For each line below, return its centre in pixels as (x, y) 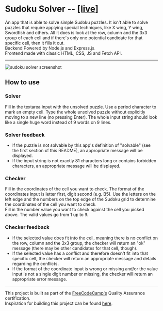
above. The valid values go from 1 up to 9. (47, 215)
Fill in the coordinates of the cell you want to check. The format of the (75, 189)
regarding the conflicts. (35, 264)
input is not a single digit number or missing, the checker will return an (82, 274)
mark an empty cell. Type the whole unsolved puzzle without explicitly (75, 112)
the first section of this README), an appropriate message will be (77, 150)
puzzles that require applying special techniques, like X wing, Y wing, (74, 27)
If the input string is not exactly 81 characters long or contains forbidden (84, 160)
